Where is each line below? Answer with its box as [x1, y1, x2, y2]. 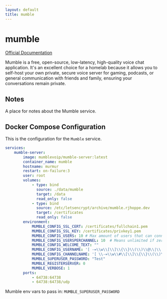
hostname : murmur [23, 164, 59, 169]
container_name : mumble [23, 159, 72, 164]
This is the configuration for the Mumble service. [5, 136, 102, 142]
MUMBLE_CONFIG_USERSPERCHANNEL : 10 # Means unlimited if [31, 238, 155, 243]
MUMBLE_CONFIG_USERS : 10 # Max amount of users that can [31, 233, 153, 238]
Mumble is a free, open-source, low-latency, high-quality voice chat [5, 59, 145, 65]
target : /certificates [36, 210, 83, 215]
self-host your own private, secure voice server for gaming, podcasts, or [5, 70, 154, 76]
